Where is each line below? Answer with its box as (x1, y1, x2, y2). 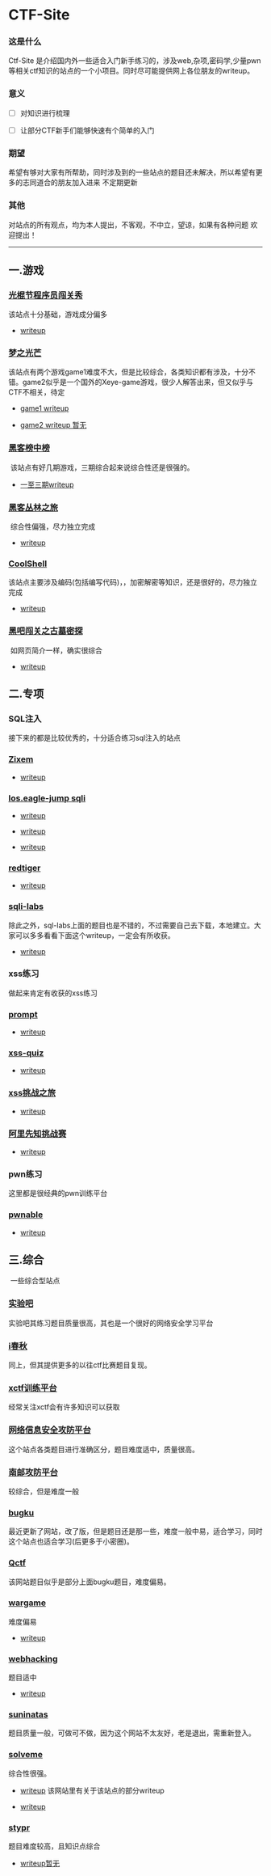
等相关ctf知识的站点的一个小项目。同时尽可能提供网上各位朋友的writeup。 (8, 66, 255, 76)
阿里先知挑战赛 (8, 1128, 67, 1139)
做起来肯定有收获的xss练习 (8, 988, 98, 998)
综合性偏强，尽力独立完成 (10, 522, 95, 531)
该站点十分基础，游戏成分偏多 (8, 310, 107, 319)
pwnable (8, 1209, 44, 1220)
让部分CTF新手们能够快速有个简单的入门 (19, 125, 155, 135)
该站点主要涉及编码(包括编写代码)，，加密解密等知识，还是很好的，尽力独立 (8, 577, 258, 587)
